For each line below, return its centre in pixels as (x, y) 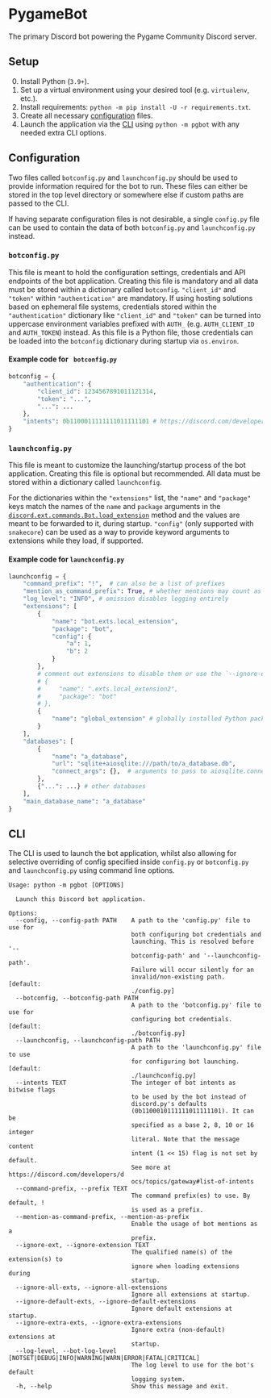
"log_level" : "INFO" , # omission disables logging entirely (126, 599)
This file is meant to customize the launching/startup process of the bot (127, 465)
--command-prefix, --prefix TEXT (72, 1189)
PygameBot (48, 14)
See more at (151, 1168)
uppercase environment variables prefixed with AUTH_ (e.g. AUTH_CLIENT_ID (131, 323)
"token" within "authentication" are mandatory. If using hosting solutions (131, 298)
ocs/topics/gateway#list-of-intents (192, 1182)
